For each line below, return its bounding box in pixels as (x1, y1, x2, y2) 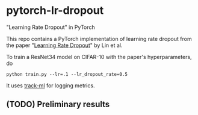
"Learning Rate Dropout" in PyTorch (6, 23, 95, 31)
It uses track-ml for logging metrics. (6, 82, 95, 89)
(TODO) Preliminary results (6, 99, 110, 110)
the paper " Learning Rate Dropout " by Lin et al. (6, 42, 123, 49)
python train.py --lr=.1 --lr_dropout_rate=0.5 (6, 71, 128, 77)
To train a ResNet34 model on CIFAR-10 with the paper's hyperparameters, (6, 53, 192, 60)
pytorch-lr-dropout (6, 4, 104, 17)
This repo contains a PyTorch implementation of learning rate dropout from (6, 35, 192, 42)
